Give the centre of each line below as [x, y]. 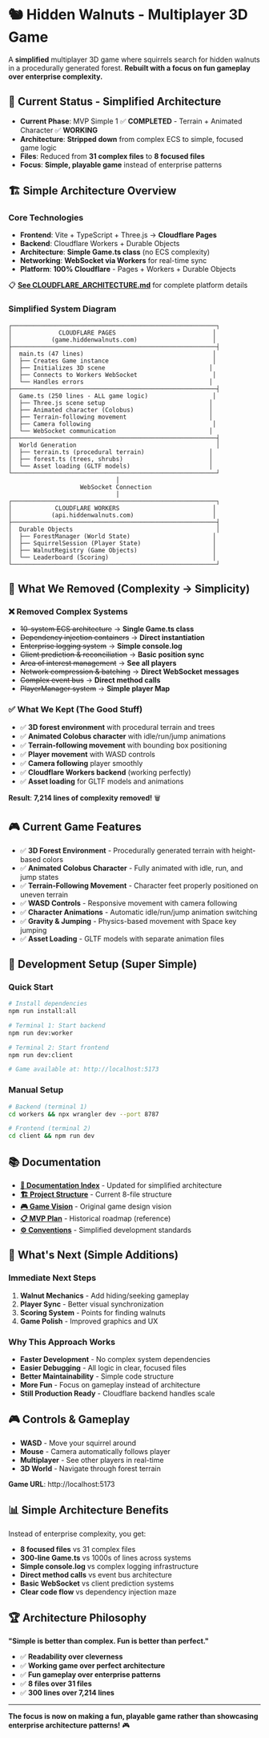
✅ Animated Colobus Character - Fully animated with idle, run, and [131, 868]
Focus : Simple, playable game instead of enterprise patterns [121, 164]
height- [244, 850]
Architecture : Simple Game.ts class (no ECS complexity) [115, 252]
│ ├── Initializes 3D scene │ [111, 368]
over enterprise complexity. [56, 76]
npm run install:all [43, 1011]
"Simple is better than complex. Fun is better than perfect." [109, 1641]
